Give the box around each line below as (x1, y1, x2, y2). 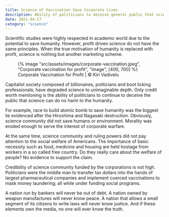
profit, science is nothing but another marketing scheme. (5, 51, 123, 57)
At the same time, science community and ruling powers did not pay (5, 133, 147, 139)
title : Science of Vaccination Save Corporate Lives (5, 7, 118, 13)
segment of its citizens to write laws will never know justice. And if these (5, 201, 156, 207)
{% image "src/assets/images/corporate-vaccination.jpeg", (18, 61, 141, 67)
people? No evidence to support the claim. (5, 155, 94, 161)
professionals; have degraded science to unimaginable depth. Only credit (5, 87, 157, 93)
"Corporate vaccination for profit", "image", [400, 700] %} (18, 66, 138, 73)
